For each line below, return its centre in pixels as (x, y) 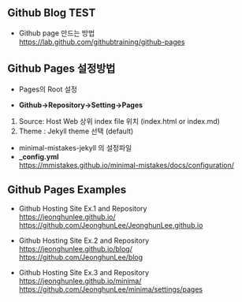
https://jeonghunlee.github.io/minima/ (80, 281)
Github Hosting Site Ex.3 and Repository (84, 273)
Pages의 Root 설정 (48, 89)
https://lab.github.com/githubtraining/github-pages (102, 42)
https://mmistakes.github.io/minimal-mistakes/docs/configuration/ (126, 165)
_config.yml (39, 156)
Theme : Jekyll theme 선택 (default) (76, 131)
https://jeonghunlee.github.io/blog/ (76, 249)
